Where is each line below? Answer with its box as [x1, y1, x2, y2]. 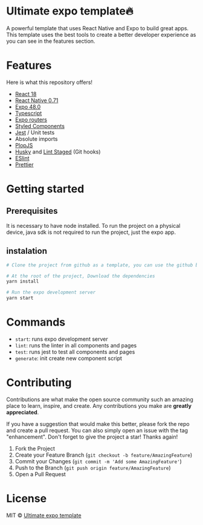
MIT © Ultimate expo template [6, 512, 82, 519]
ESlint [14, 154, 30, 161]
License [6, 492, 47, 506]
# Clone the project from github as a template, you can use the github [6, 262, 193, 268]
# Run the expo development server [6, 289, 96, 295]
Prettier [14, 161, 34, 168]
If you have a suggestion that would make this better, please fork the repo [6, 420, 190, 427]
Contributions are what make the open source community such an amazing [6, 396, 193, 403]
